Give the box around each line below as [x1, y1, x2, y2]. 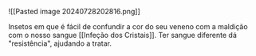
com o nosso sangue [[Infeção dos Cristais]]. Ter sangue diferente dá [8, 31, 238, 39]
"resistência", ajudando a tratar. [8, 39, 112, 48]
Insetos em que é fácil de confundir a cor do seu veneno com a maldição [8, 22, 249, 31]
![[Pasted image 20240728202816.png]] [8, 7, 141, 16]
